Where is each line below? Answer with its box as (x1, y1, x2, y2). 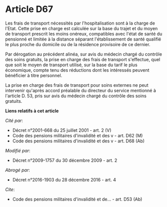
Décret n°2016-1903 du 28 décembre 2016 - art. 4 (12, 176, 116, 182)
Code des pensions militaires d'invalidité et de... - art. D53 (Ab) (12, 196, 142, 202)
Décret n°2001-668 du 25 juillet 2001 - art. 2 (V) (12, 127, 111, 133)
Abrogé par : (5, 167, 30, 173)
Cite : (5, 186, 15, 192)
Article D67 (5, 4, 53, 15)
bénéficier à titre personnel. (5, 72, 62, 78)
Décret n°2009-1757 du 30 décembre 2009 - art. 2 (12, 157, 117, 163)
